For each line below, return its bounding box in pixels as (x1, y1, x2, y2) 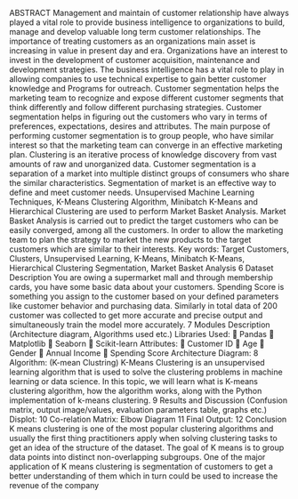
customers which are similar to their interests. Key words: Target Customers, (9, 244, 289, 254)
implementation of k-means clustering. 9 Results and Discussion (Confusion (9, 395, 287, 406)
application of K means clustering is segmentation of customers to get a (9, 462, 274, 471)
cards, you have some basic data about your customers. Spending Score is (9, 282, 285, 292)
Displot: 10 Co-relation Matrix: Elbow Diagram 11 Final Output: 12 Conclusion (9, 414, 287, 424)
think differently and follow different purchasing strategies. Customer (9, 102, 262, 112)
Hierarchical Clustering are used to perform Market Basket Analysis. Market (9, 206, 286, 216)
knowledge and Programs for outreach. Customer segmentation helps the (9, 84, 279, 93)
